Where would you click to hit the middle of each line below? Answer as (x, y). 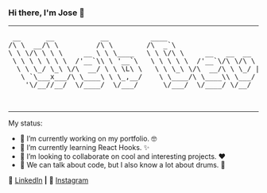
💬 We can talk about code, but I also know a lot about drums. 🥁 (122, 165)
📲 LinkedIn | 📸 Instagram (48, 180)
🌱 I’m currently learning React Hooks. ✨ (85, 148)
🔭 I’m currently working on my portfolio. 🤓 (88, 139)
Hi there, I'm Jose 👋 (46, 13)
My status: (25, 123)
